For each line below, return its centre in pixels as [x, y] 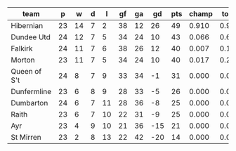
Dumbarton [29, 103]
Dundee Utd [31, 37]
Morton [23, 60]
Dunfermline [31, 92]
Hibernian [27, 26]
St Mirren [26, 137]
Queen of [26, 71]
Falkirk [22, 48]
